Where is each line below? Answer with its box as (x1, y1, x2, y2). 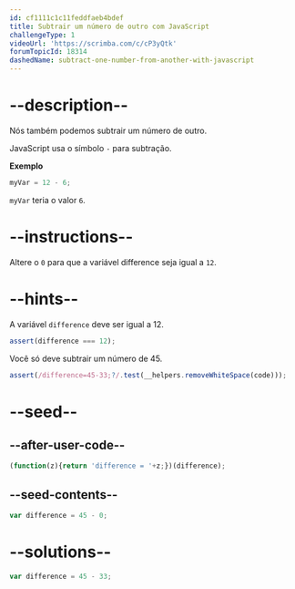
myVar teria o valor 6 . (9, 194, 86, 205)
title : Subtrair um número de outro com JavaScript (9, 22, 209, 31)
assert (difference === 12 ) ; (9, 336, 117, 346)
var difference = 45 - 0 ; (9, 511, 107, 521)
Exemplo (9, 160, 44, 171)
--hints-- (9, 288, 79, 309)
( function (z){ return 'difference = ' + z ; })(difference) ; (9, 461, 226, 470)
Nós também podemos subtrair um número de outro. (9, 125, 208, 136)
